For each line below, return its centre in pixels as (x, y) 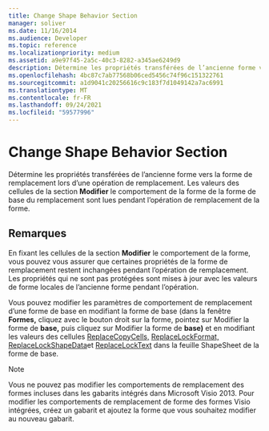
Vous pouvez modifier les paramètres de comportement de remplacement (130, 302)
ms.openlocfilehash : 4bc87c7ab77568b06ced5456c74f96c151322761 (116, 75)
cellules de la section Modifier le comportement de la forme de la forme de (132, 191)
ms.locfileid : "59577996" (51, 113)
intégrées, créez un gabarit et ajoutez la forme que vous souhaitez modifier (132, 410)
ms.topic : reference (43, 46)
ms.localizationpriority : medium (64, 53)
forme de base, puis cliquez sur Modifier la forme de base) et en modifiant (132, 328)
